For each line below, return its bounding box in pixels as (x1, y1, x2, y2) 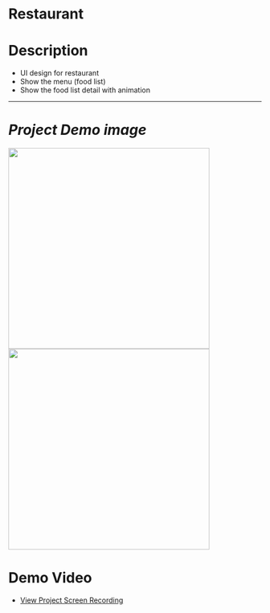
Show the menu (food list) (19, 77, 106, 87)
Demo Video (8, 569, 92, 587)
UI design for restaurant (19, 68, 99, 78)
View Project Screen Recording (19, 595, 124, 605)
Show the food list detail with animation (19, 85, 151, 95)
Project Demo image (8, 121, 147, 139)
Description (8, 42, 88, 60)
